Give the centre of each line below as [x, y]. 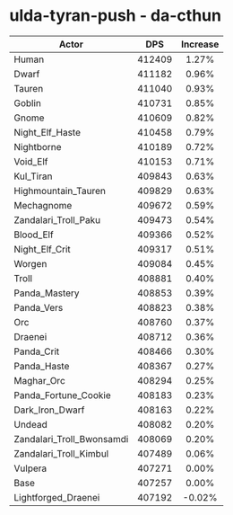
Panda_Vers [39, 307]
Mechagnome [43, 205]
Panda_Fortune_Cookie [62, 395]
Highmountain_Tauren [60, 191]
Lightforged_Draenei [57, 497]
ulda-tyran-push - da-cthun [116, 16]
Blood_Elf [34, 235]
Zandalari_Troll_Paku [57, 219]
